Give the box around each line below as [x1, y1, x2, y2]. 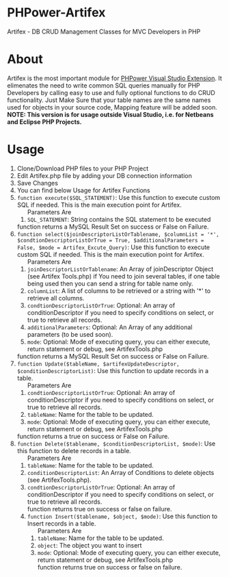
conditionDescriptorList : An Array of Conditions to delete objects [27, 468, 215, 476]
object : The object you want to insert [37, 541, 142, 549]
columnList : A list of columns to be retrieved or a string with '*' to [27, 286, 211, 295]
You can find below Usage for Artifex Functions [16, 186, 150, 194]
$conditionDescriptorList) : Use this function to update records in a [16, 366, 209, 374]
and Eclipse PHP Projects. [7, 118, 82, 126]
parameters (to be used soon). [27, 330, 113, 338]
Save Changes [16, 179, 58, 187]
